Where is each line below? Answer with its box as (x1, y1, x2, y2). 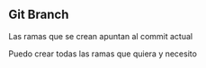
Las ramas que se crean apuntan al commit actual (8, 30, 193, 41)
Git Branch (8, 7, 69, 22)
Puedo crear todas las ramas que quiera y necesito (8, 48, 197, 59)
